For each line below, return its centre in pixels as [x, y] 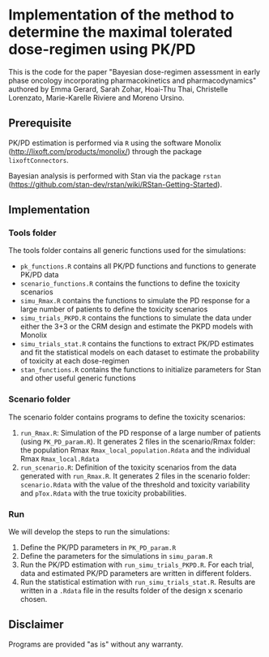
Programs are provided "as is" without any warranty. [96, 644]
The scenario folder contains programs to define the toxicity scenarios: [127, 417]
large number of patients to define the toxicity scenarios [114, 309]
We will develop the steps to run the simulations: [89, 532]
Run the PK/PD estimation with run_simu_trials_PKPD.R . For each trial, [137, 565]
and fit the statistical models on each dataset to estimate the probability [140, 352]
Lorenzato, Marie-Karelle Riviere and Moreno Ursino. [96, 97]
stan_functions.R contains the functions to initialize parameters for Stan [141, 370]
